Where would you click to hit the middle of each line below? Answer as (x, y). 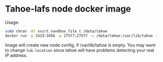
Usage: (12, 22)
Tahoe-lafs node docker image (68, 9)
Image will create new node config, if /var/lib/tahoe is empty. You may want (81, 45)
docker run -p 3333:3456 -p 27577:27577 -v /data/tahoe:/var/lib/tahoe (79, 36)
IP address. (16, 55)
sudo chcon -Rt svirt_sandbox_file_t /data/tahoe (56, 31)
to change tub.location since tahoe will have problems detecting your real (80, 50)
